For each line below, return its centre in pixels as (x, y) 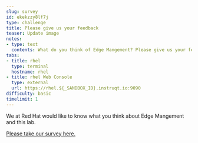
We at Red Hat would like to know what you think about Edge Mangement (95, 116)
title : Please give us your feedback (52, 28)
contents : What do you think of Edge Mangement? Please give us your (98, 50)
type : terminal (30, 66)
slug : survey (22, 11)
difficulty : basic (29, 94)
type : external (30, 83)
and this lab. (21, 122)
